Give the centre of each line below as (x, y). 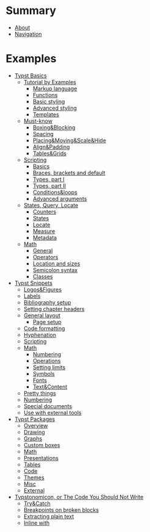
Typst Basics (30, 75)
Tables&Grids (49, 153)
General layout (42, 315)
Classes (43, 276)
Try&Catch (37, 503)
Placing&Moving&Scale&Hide (69, 140)
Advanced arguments (60, 198)
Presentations (41, 458)
